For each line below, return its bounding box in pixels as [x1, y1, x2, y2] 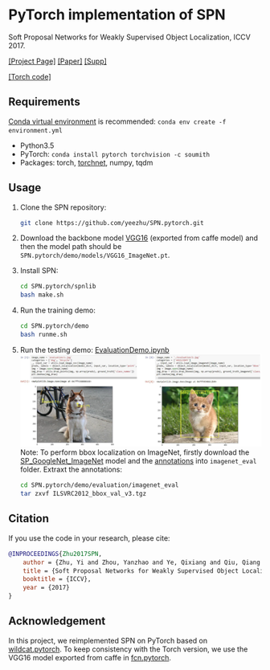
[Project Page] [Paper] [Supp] [8, 56, 107, 66]
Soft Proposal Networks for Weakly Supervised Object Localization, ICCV [8, 32, 251, 42]
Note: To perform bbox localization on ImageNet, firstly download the [19, 447, 250, 457]
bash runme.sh [19, 331, 67, 339]
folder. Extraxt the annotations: [19, 464, 123, 475]
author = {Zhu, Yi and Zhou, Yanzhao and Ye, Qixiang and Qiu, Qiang [22, 558, 261, 566]
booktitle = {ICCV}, [22, 575, 92, 583]
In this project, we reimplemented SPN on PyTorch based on [8, 635, 207, 645]
